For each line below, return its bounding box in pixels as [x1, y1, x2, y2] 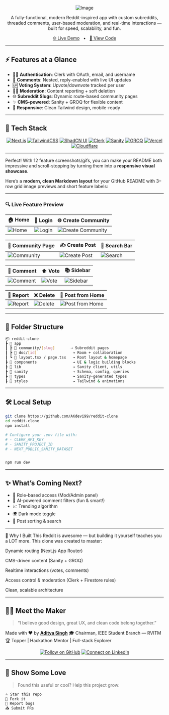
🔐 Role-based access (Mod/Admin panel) [12, 492, 98, 498]
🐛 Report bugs [5, 701, 35, 706]
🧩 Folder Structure [5, 323, 64, 331]
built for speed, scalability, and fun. [48, 25, 121, 31]
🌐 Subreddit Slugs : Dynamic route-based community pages [12, 93, 138, 99]
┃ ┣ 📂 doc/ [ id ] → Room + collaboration [5, 350, 123, 355]
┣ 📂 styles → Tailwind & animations [5, 378, 125, 384]
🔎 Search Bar [100, 242, 133, 249]
